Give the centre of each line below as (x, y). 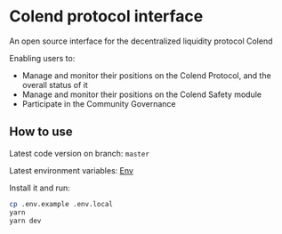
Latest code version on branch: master (79, 153)
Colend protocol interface (106, 16)
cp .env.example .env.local (61, 204)
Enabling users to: (42, 58)
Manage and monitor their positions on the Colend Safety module (142, 94)
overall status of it (55, 85)
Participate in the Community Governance (99, 103)
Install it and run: (40, 188)
